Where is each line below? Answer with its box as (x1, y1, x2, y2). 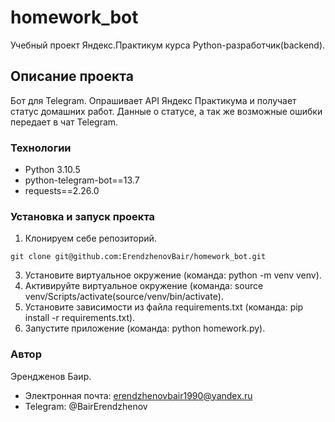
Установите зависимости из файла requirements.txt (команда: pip (24, 301, 304, 313)
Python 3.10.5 (24, 164, 81, 176)
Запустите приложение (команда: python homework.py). (24, 322, 266, 335)
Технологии (10, 141, 72, 155)
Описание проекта (10, 68, 134, 85)
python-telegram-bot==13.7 (24, 174, 140, 186)
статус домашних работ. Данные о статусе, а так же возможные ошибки (10, 105, 323, 117)
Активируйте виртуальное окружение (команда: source (24, 280, 264, 292)
